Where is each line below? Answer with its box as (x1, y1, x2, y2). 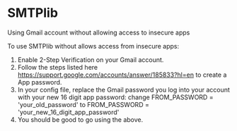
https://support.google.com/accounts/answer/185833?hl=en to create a (17, 70, 227, 79)
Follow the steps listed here (17, 63, 98, 71)
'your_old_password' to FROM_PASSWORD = (17, 100, 150, 108)
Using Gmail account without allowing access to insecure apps (7, 28, 190, 37)
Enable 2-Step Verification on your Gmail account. (17, 55, 164, 64)
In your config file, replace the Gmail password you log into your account (17, 85, 230, 94)
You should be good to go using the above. (17, 115, 144, 124)
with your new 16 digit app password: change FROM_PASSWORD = (17, 93, 214, 101)
